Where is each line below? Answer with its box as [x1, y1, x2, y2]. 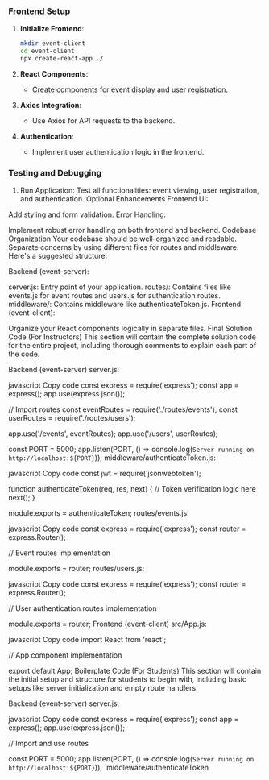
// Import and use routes [8, 739, 89, 749]
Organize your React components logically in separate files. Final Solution [8, 324, 253, 334]
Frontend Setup [8, 6, 71, 17]
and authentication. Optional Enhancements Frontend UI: [19, 194, 209, 204]
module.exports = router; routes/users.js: [8, 564, 145, 574]
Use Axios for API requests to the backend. [31, 115, 176, 126]
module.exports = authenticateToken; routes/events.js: [8, 508, 189, 518]
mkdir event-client [19, 39, 86, 48]
